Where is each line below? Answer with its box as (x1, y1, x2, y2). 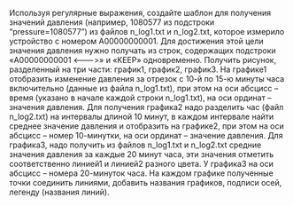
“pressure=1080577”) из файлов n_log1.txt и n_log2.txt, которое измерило (9, 27, 285, 36)
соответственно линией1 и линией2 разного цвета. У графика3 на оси (9, 159, 274, 169)
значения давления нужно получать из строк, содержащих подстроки (9, 45, 276, 56)
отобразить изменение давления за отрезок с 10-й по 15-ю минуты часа (9, 74, 285, 83)
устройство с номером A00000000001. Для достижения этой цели (9, 36, 264, 46)
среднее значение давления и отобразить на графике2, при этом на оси (9, 121, 285, 131)
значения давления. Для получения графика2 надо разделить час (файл (9, 102, 284, 112)
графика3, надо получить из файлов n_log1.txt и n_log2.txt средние (9, 139, 262, 150)
